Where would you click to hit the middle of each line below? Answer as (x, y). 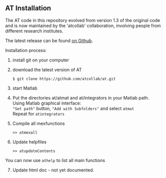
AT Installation (28, 8)
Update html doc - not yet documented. (53, 170)
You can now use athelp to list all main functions (55, 160)
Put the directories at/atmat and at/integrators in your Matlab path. (81, 97)
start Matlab (25, 88)
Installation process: (26, 50)
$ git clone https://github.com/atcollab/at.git (64, 79)
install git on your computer (41, 60)
